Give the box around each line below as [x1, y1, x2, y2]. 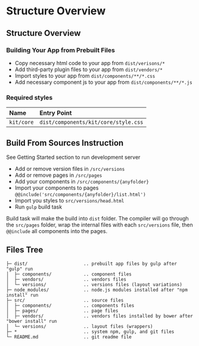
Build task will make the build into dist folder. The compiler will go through [6, 215, 189, 222]
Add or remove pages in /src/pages [14, 172, 102, 179]
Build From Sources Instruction [6, 137, 124, 148]
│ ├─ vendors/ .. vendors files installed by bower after [6, 313, 194, 319]
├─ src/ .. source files [6, 297, 124, 303]
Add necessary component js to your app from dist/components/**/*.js [14, 78, 192, 85]
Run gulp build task [14, 203, 63, 210]
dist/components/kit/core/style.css [39, 119, 144, 126]
